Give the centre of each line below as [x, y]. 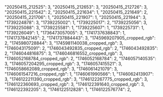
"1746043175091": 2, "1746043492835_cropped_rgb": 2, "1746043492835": [81, 48]
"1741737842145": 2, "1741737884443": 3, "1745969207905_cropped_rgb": [80, 38]
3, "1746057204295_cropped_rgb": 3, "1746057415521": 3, [63, 64]
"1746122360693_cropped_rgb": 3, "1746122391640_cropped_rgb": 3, [75, 84]
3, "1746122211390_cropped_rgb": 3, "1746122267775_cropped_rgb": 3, [76, 79]
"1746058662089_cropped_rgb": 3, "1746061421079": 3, [61, 69]
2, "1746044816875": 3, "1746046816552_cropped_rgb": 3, [64, 53]
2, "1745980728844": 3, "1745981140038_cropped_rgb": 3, [64, 43]
